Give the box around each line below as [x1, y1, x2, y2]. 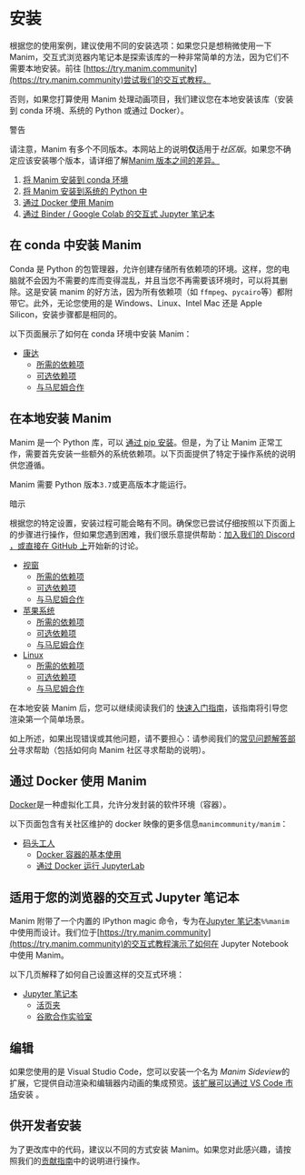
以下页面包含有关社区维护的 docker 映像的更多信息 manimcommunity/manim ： [9, 818, 289, 829]
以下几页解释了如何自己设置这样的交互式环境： [9, 969, 184, 980]
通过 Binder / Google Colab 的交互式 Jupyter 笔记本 [22, 208, 215, 219]
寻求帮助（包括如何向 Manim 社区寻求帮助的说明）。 [17, 744, 211, 755]
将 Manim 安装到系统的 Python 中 [22, 186, 148, 196]
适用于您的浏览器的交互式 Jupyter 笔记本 [9, 889, 240, 905]
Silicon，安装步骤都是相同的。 [9, 308, 123, 319]
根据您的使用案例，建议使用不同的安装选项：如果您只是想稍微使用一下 [9, 40, 272, 51]
